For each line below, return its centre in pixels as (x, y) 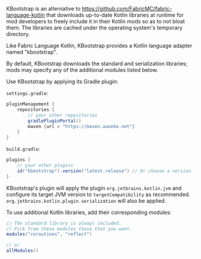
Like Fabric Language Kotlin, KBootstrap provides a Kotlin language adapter (99, 45)
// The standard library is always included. (64, 223)
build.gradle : (23, 149)
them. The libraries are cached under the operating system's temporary (95, 28)
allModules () (22, 251)
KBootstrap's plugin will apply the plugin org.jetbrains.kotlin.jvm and (94, 188)
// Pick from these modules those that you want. (69, 229)
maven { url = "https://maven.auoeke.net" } (81, 126)
